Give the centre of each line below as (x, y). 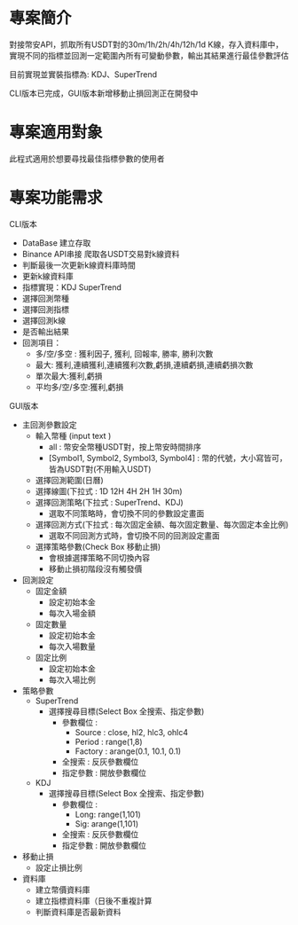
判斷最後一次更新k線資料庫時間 (78, 265)
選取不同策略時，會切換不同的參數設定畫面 (126, 513)
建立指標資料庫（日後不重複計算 (94, 900)
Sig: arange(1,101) (107, 823)
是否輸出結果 (45, 331)
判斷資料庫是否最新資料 (78, 912)
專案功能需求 (56, 198)
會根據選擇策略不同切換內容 (99, 557)
